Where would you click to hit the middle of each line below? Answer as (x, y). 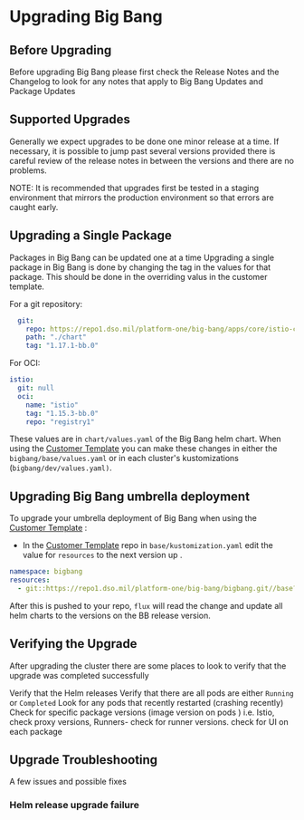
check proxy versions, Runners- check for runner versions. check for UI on (149, 721)
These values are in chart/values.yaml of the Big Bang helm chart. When (146, 439)
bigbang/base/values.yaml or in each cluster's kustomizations (124, 458)
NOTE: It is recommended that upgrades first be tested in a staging (134, 188)
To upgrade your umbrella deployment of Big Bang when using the (133, 518)
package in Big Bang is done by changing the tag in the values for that (140, 267)
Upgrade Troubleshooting (84, 760)
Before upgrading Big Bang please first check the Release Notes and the (144, 72)
